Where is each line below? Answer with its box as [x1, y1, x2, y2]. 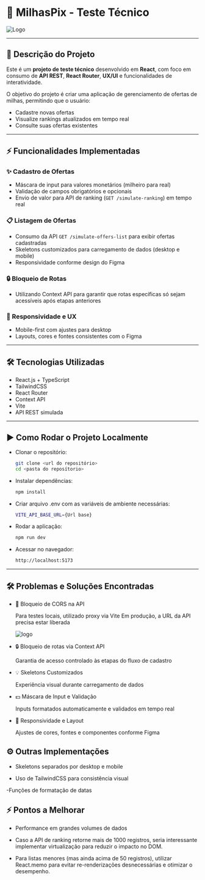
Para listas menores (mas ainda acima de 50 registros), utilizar [15, 854, 172, 862]
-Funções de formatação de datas [6, 786, 92, 794]
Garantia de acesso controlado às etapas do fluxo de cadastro [15, 657, 172, 665]
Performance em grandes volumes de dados [15, 824, 128, 832]
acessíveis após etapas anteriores [15, 297, 101, 305]
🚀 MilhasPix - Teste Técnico [6, 6, 149, 20]
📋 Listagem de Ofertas [6, 217, 76, 225]
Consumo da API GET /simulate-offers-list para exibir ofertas [15, 233, 175, 240]
